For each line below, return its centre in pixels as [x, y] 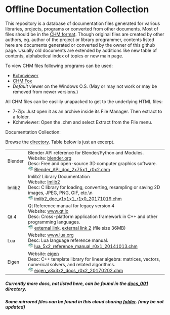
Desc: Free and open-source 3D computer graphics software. [92, 163]
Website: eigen [44, 254]
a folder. [21, 117]
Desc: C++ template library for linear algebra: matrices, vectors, [94, 259]
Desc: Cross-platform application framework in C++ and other [93, 216]
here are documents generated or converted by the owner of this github [80, 45]
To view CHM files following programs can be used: [59, 66]
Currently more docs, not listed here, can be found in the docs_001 [77, 283]
